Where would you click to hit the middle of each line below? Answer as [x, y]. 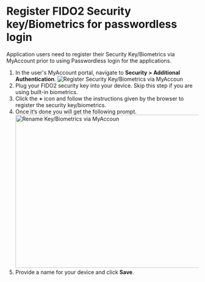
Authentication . [35, 79]
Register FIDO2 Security [69, 11]
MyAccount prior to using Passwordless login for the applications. [89, 61]
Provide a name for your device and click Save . [74, 272]
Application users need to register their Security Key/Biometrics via [91, 54]
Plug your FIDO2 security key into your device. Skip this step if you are [104, 85]
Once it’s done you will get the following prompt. [76, 111]
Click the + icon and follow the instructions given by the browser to [99, 98]
